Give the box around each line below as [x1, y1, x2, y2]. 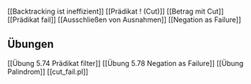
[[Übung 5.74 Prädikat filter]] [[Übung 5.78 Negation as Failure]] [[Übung [7, 58, 244, 68]
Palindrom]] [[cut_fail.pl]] [7, 67, 88, 76]
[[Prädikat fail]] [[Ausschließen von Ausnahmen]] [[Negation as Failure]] [7, 15, 242, 24]
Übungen [7, 38, 54, 51]
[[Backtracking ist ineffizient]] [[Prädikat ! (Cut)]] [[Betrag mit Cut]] [7, 7, 224, 16]
